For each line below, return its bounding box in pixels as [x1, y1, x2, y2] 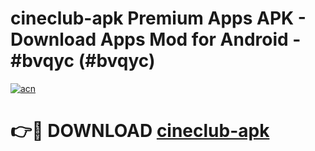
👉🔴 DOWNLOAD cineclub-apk [10, 120, 270, 142]
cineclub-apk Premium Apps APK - [10, 7, 307, 30]
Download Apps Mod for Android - [10, 28, 302, 51]
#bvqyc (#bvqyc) [10, 50, 156, 72]
